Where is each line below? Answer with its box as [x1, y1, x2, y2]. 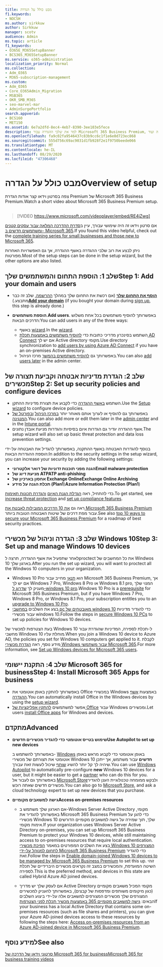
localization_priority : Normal [5, 61, 69, 66]
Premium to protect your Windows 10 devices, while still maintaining [19, 832, 156, 838]
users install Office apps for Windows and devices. [12, 709, 114, 715]
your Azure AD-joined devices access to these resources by [19, 913, 140, 920]
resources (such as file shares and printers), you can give [38, 909, 155, 914]
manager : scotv [5, 30, 36, 35]
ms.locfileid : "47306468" [5, 156, 57, 161]
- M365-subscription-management [5, 75, 71, 80]
